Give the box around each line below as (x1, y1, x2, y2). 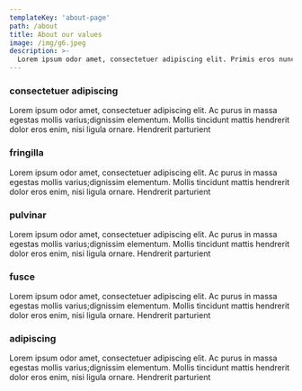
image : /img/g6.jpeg (9, 38, 87, 48)
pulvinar (9, 209, 47, 221)
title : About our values (9, 30, 102, 39)
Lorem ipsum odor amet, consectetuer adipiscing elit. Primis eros (17, 55, 276, 64)
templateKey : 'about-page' (9, 13, 111, 22)
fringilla (9, 147, 44, 159)
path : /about (9, 22, 58, 31)
